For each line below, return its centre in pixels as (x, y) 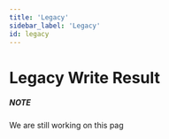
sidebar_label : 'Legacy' (55, 26)
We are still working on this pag (66, 125)
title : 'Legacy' (39, 17)
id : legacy (29, 34)
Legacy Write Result (85, 77)
